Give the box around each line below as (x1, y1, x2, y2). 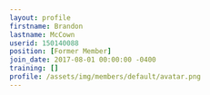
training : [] (9, 64, 59, 73)
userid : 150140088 (9, 38, 79, 48)
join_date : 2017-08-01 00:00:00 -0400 (9, 55, 156, 64)
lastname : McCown (9, 30, 75, 39)
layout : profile (9, 13, 71, 23)
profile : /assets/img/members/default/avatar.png (9, 72, 202, 81)
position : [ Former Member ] (9, 47, 112, 56)
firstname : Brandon (9, 22, 84, 31)
